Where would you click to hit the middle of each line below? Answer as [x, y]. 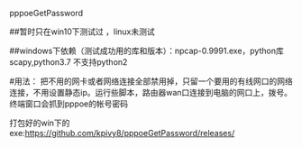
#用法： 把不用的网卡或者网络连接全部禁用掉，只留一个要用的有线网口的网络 [151, 81]
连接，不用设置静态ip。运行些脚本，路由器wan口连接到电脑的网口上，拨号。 [151, 92]
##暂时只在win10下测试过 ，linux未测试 [82, 32]
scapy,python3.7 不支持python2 [69, 62]
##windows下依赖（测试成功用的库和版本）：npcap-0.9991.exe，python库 [146, 51]
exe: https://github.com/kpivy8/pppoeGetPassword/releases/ [122, 133]
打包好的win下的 [40, 123]
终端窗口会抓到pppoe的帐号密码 [69, 104]
